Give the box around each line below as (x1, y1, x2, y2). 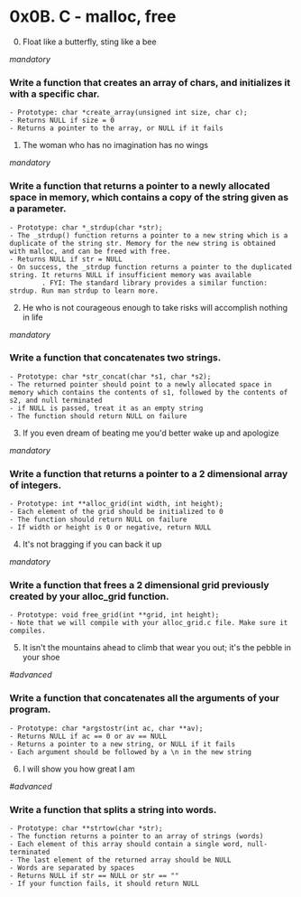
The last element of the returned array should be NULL (17, 855, 232, 864)
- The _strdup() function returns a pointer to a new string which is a (9, 230, 288, 240)
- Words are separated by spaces (9, 864, 135, 873)
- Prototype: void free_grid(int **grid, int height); (9, 611, 220, 620)
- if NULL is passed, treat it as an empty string (9, 404, 204, 413)
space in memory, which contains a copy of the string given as (9, 192, 289, 204)
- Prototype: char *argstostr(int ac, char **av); (9, 724, 204, 733)
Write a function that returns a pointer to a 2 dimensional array (9, 467, 288, 480)
